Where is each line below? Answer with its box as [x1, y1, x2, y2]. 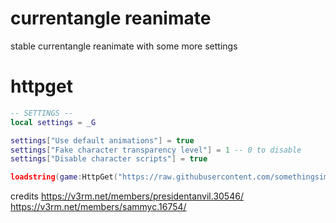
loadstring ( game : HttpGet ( [10, 172, 118, 182]
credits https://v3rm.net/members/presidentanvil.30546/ [10, 190, 244, 202]
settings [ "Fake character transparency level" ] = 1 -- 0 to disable [10, 145, 302, 155]
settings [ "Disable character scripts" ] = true [10, 154, 208, 164]
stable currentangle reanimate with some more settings [10, 40, 238, 52]
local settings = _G [10, 117, 97, 127]
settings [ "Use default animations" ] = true [10, 135, 195, 146]
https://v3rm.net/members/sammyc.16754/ [10, 201, 187, 213]
